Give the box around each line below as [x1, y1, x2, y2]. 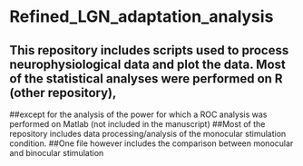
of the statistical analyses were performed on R [9, 71, 283, 86]
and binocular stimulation [9, 148, 104, 158]
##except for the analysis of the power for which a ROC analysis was [9, 109, 268, 120]
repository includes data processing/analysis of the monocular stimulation [9, 129, 287, 139]
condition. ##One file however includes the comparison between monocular [9, 138, 294, 149]
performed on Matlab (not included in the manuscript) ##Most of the [9, 119, 266, 129]
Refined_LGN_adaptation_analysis [9, 6, 274, 27]
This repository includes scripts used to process [9, 43, 289, 58]
